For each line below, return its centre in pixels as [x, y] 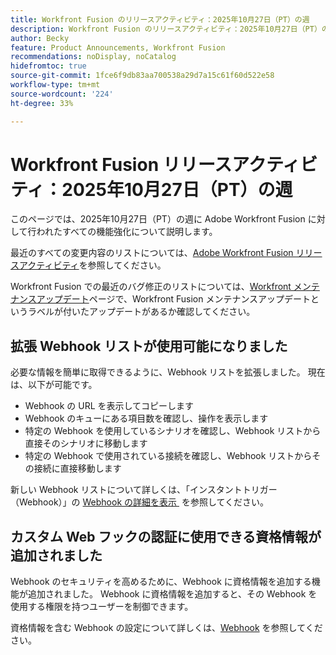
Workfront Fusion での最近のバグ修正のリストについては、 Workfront [151, 287]
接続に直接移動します [77, 468]
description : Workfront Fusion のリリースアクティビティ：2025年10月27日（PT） [166, 29]
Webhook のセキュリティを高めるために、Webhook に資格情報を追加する [161, 582]
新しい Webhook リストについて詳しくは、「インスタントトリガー [144, 490]
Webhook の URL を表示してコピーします [109, 406]
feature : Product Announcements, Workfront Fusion [118, 47]
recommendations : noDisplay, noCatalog [93, 57]
